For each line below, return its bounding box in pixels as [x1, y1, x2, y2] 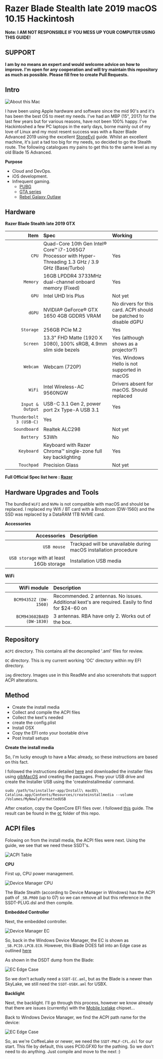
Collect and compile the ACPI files [12, 709, 81, 715]
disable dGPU [112, 319, 144, 326]
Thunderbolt [11, 414, 39, 420]
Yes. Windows [112, 355, 145, 361]
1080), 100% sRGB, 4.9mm [43, 341, 108, 347]
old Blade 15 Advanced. [5, 149, 52, 155]
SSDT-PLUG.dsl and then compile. [5, 899, 74, 905]
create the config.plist [12, 719, 56, 725]
